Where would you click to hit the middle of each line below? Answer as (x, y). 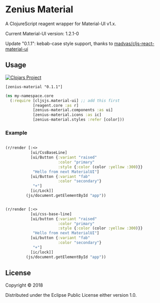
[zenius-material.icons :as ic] (67, 115)
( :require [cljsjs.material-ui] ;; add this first (65, 100)
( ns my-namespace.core (29, 96)
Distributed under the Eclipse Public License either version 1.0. (71, 295)
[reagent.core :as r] (56, 105)
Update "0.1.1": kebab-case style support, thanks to (59, 43)
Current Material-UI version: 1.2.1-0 (42, 33)
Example (16, 133)
